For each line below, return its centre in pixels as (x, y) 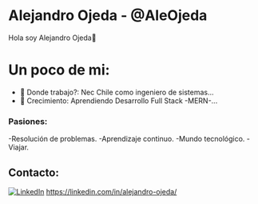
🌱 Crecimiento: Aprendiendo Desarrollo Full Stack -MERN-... (119, 100)
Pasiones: (28, 121)
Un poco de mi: (59, 70)
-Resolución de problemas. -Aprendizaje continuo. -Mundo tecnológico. (127, 139)
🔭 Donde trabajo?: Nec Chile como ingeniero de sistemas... (117, 92)
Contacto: (34, 172)
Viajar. (19, 147)
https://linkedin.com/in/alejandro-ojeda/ (111, 191)
